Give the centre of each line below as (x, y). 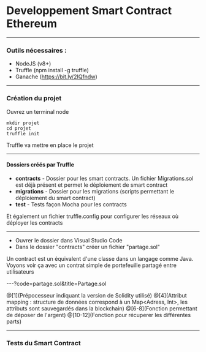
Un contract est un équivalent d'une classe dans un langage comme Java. (100, 258)
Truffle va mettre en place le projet (50, 145)
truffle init (23, 133)
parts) (14, 321)
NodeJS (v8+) (33, 64)
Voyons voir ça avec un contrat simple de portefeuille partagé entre (91, 265)
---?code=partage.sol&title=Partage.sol (56, 283)
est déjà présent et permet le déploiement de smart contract (91, 185)
